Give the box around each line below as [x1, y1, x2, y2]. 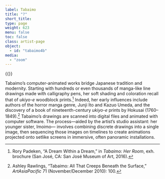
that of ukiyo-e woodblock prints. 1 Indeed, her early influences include [5, 96, 148, 102]
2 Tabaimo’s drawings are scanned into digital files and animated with [18, 112, 158, 119]
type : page [5, 21, 27, 26]
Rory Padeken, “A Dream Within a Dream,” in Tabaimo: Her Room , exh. [12, 148, 155, 154]
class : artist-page [5, 39, 45, 44]
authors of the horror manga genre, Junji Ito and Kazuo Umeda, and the [5, 102, 150, 108]
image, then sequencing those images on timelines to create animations [5, 128, 151, 135]
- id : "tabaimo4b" [9, 48, 48, 53]
